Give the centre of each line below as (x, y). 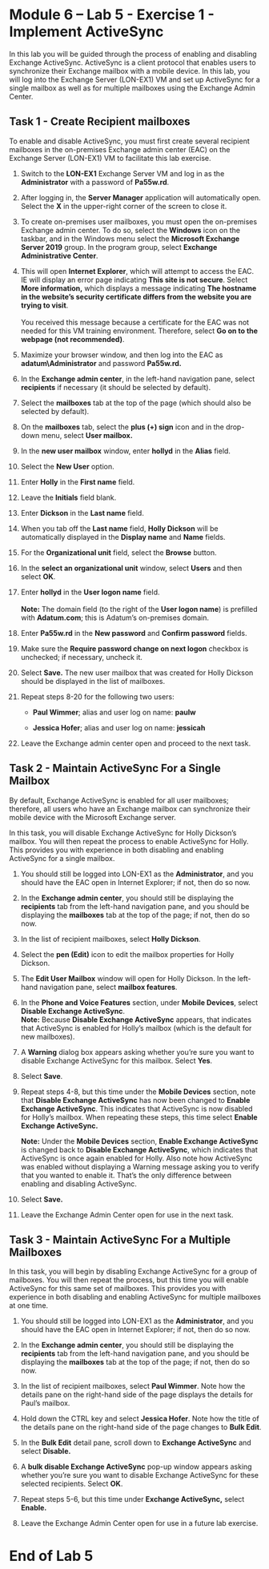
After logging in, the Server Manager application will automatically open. (141, 197)
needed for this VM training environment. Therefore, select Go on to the (139, 331)
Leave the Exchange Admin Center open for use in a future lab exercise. (139, 1523)
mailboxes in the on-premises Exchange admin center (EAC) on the (120, 149)
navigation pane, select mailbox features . (108, 987)
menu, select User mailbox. (87, 435)
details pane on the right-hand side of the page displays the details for (137, 1394)
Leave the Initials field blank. (68, 497)
